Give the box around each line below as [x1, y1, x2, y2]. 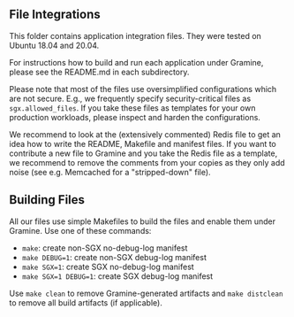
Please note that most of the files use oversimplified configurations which [9, 83, 277, 94]
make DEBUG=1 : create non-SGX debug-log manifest [21, 251, 207, 262]
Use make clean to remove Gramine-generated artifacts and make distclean [9, 288, 283, 298]
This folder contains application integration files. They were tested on [9, 30, 262, 41]
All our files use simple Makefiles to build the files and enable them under [9, 216, 276, 227]
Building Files [9, 192, 86, 207]
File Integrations [9, 7, 101, 22]
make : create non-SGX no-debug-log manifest [21, 243, 188, 253]
